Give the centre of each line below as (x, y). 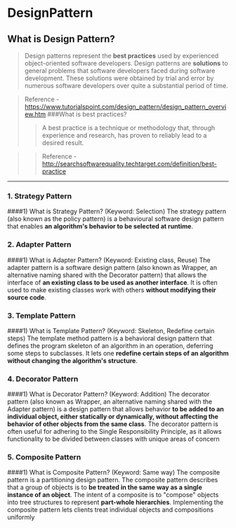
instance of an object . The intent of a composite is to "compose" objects (113, 495)
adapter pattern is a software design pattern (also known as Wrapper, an (112, 267)
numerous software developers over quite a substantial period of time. (126, 85)
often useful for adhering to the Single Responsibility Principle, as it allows (114, 432)
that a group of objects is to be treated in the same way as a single (105, 487)
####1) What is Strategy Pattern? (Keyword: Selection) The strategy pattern (117, 212)
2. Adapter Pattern (39, 245)
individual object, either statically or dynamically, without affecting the (113, 417)
